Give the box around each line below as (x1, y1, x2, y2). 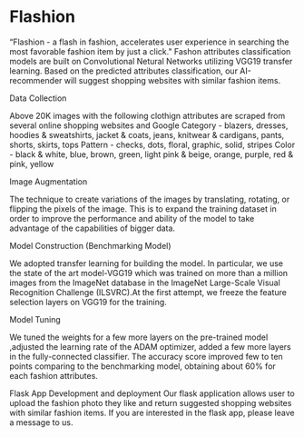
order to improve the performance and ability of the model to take (9, 213, 255, 223)
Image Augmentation (9, 175, 88, 187)
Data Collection (9, 93, 67, 104)
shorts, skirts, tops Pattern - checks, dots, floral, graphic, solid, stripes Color (9, 139, 296, 150)
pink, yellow (9, 158, 54, 169)
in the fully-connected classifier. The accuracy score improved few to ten (9, 351, 283, 362)
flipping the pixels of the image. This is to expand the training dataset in (9, 203, 277, 214)
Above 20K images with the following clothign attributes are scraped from (9, 110, 286, 121)
